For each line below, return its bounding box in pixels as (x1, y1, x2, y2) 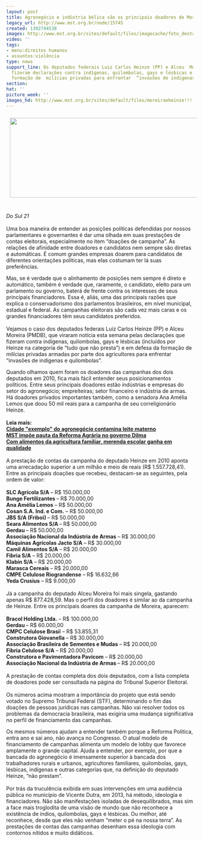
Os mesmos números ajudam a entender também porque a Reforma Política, (6, 728, 193, 735)
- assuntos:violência (6, 53, 60, 59)
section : (6, 81, 28, 87)
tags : (6, 42, 20, 48)
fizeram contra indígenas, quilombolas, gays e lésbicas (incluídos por (6, 338, 176, 345)
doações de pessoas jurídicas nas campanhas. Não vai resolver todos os (6, 703, 185, 711)
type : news (6, 58, 33, 64)
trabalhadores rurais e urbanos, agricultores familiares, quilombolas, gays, (6, 759, 188, 767)
